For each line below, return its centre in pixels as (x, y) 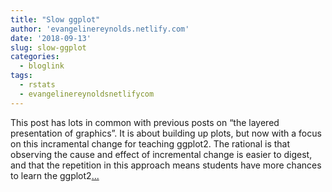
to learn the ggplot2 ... (55, 175)
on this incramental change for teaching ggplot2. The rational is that (150, 143)
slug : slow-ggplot (48, 47)
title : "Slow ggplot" (55, 19)
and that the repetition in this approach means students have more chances (166, 165)
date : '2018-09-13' (51, 38)
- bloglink (42, 66)
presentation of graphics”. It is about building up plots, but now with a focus (166, 133)
